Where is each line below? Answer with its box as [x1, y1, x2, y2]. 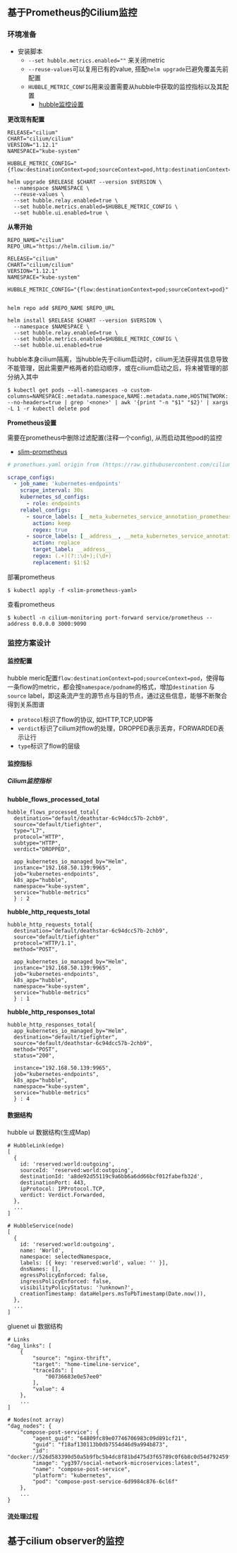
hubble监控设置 [38, 99, 84, 108]
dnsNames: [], [20, 1265, 61, 1272]
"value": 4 [32, 1385, 65, 1392]
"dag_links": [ [7, 1342, 52, 1349]
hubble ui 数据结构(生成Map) [7, 1128, 91, 1136]
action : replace [32, 539, 80, 547]
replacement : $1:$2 [32, 559, 90, 566]
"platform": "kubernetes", [32, 1472, 112, 1479]
